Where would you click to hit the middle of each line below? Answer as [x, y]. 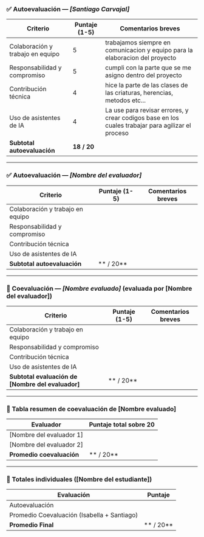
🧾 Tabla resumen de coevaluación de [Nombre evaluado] [91, 409]
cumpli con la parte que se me [148, 68]
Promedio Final [32, 525]
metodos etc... [126, 100]
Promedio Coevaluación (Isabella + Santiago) [74, 515]
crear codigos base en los [142, 118]
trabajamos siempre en [138, 43]
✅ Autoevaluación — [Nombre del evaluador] [74, 175]
